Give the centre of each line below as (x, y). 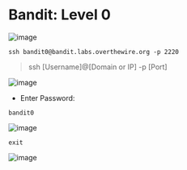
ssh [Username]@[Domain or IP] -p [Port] (98, 67)
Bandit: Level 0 (59, 15)
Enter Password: (47, 97)
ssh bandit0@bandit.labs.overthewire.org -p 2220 (94, 52)
